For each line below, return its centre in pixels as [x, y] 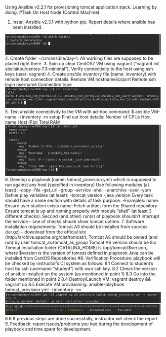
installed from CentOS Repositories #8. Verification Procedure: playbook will [83, 258]
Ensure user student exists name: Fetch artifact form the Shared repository [81, 206]
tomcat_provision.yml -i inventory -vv [43, 289]
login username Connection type [39, 84]
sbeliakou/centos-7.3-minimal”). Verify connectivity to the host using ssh [79, 69]
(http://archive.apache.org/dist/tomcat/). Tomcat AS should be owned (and [82, 237]
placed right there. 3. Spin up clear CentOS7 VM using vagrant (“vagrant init [82, 63]
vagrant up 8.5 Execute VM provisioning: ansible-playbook [65, 284]
